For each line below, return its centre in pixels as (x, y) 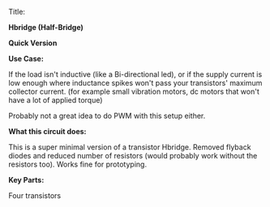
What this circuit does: (47, 131)
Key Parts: (26, 180)
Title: (17, 12)
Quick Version (33, 43)
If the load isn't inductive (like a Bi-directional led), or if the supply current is (135, 74)
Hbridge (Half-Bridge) (46, 27)
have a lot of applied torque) (56, 100)
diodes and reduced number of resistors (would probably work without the (133, 156)
